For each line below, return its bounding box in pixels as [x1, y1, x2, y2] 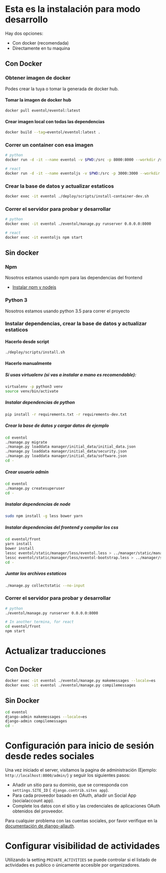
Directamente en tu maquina [12, 45, 70, 51]
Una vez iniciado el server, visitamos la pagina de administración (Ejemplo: [5, 767, 157, 773]
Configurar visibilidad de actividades [5, 840, 160, 852]
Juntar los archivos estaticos [5, 570, 67, 576]
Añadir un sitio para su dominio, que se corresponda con [12, 782, 128, 788]
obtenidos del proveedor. [12, 808, 64, 814]
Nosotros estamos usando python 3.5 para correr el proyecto [5, 308, 130, 314]
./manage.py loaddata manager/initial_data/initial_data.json [5, 444, 136, 449]
